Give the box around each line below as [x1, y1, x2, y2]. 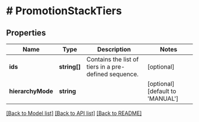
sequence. [109, 70, 139, 78]
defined [86, 70, 108, 78]
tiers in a [86, 63, 111, 70]
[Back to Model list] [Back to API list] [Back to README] [6, 110, 142, 117]
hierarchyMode [9, 87, 53, 95]
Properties [6, 28, 46, 38]
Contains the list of [86, 55, 139, 63]
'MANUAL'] [147, 95, 179, 102]
